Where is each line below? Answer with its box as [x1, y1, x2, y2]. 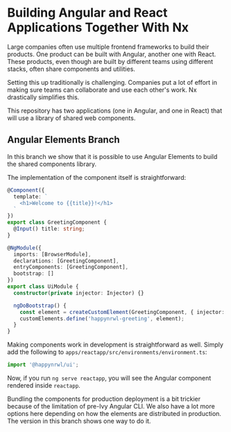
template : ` [13, 193, 49, 200]
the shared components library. [7, 160, 97, 168]
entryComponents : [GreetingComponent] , [13, 264, 129, 271]
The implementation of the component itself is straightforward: [7, 173, 187, 181]
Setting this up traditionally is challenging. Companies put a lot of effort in [7, 78, 217, 86]
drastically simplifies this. [7, 92, 80, 101]
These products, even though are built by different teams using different [7, 57, 214, 65]
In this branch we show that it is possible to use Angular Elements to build [7, 152, 218, 160]
